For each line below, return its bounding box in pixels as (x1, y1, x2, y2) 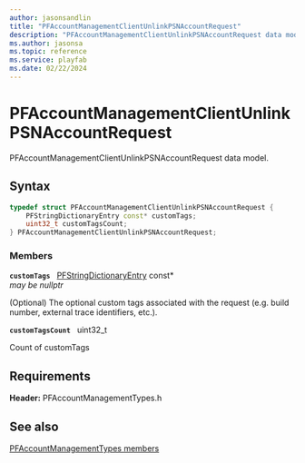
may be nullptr (9, 280, 64, 291)
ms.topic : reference (9, 47, 88, 56)
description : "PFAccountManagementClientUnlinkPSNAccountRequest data (9, 30, 282, 39)
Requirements (9, 369, 91, 384)
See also (9, 419, 59, 434)
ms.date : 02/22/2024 (9, 64, 88, 74)
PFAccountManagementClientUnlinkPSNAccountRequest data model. (9, 152, 270, 163)
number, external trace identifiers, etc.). (9, 307, 158, 318)
